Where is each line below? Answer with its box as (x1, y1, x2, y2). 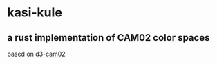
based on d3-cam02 (7, 50, 66, 58)
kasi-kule (7, 5, 62, 20)
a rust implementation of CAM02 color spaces (7, 32, 210, 44)
